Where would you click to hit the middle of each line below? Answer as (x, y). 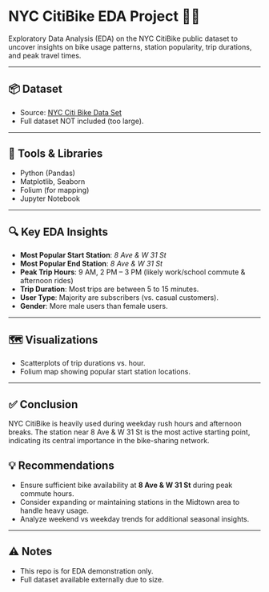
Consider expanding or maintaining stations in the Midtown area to (130, 502)
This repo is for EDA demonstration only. (86, 570)
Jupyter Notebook (50, 198)
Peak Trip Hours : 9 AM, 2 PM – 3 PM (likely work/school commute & (132, 272)
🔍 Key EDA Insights (58, 232)
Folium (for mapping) (54, 190)
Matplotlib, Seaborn (52, 181)
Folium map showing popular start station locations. (105, 372)
